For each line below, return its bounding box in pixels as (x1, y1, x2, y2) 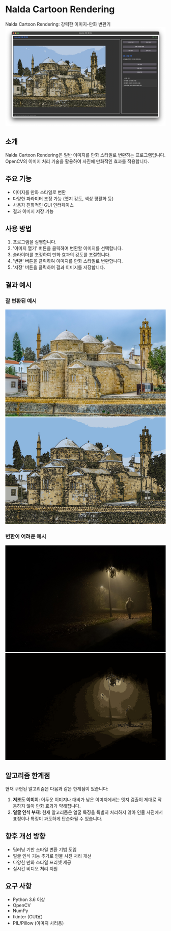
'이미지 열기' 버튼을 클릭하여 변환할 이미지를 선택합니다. (12, 245, 123, 252)
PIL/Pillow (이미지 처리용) (12, 920, 64, 926)
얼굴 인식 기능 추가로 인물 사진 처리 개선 (12, 853, 92, 859)
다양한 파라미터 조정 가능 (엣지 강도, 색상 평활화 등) (12, 195, 114, 202)
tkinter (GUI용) (12, 913, 43, 920)
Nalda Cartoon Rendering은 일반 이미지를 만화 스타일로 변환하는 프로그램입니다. (5, 152, 166, 158)
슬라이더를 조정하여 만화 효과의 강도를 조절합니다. (12, 252, 111, 258)
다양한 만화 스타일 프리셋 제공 (12, 859, 71, 865)
